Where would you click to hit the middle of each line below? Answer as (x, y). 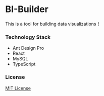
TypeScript (24, 64)
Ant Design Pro (28, 48)
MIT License (18, 88)
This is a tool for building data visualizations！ (53, 24)
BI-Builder (27, 9)
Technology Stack (28, 37)
